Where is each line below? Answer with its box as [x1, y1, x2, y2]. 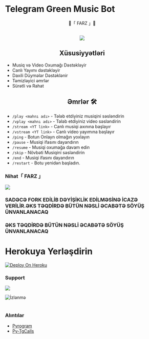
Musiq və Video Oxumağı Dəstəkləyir [12, 62, 87, 68]
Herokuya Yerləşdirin [5, 246, 93, 257]
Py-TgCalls [12, 328, 34, 334]
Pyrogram [12, 323, 33, 329]
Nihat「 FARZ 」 [5, 173, 43, 180]
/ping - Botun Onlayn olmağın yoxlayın [12, 134, 90, 140]
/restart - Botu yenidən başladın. [12, 160, 81, 166]
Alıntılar [5, 312, 24, 318]
